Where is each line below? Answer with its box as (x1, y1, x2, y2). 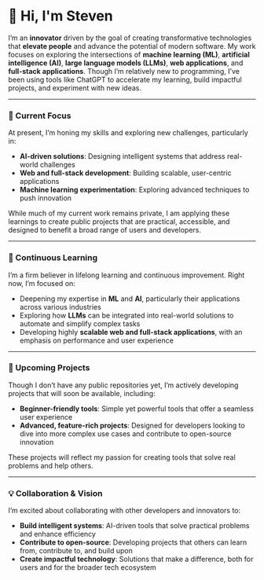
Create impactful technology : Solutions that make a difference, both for (19, 554, 254, 564)
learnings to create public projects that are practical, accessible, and (8, 217, 230, 226)
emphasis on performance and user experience (19, 336, 174, 345)
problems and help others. (8, 461, 93, 470)
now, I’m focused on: (8, 278, 76, 288)
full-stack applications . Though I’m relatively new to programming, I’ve (8, 66, 240, 75)
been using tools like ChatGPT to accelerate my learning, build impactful (8, 75, 242, 84)
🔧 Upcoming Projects (8, 362, 90, 373)
